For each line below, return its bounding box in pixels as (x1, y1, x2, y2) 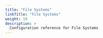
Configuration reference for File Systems (9, 26, 99, 31)
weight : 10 (5, 16, 28, 21)
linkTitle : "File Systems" (5, 12, 61, 17)
